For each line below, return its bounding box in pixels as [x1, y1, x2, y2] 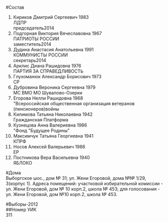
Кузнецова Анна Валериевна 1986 [13, 122, 87, 128]
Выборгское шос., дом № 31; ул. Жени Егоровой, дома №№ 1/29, [6, 175, 147, 181]
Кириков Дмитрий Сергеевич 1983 [13, 14, 89, 20]
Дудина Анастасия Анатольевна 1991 [13, 47, 94, 52]
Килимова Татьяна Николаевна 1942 [13, 111, 93, 117]
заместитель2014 [13, 41, 51, 47]
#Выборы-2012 [6, 201, 39, 207]
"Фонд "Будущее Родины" [13, 128, 70, 134]
